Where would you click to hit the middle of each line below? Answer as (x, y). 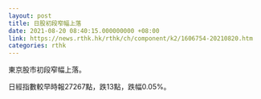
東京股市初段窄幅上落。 (47, 70)
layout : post (30, 16)
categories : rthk (37, 46)
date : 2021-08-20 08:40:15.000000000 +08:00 (84, 31)
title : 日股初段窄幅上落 (45, 23)
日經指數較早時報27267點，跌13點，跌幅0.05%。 (90, 87)
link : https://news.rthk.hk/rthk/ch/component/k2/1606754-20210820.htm (130, 38)
